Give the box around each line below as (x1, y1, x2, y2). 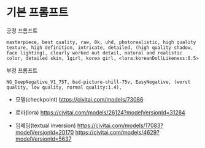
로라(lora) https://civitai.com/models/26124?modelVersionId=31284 (15, 108, 185, 116)
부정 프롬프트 (6, 67, 38, 74)
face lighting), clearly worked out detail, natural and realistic (6, 50, 183, 56)
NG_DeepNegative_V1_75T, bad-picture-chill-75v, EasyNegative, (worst (6, 79, 191, 85)
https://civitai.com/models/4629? (75, 128, 160, 136)
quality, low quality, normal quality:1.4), (6, 84, 122, 91)
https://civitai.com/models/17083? (77, 122, 164, 129)
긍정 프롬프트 (6, 27, 38, 34)
